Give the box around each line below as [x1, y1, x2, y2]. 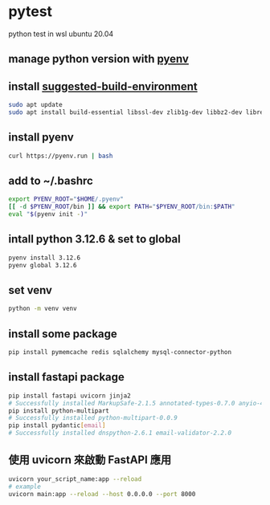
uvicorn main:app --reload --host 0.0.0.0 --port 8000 [8, 490, 196, 498]
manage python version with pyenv [8, 52, 189, 66]
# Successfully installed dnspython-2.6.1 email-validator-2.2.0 [8, 429, 231, 438]
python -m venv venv [8, 304, 78, 313]
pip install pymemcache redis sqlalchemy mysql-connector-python [8, 348, 231, 356]
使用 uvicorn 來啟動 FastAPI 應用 [8, 453, 172, 467]
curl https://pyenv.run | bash [8, 152, 113, 160]
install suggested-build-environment [8, 79, 198, 93]
